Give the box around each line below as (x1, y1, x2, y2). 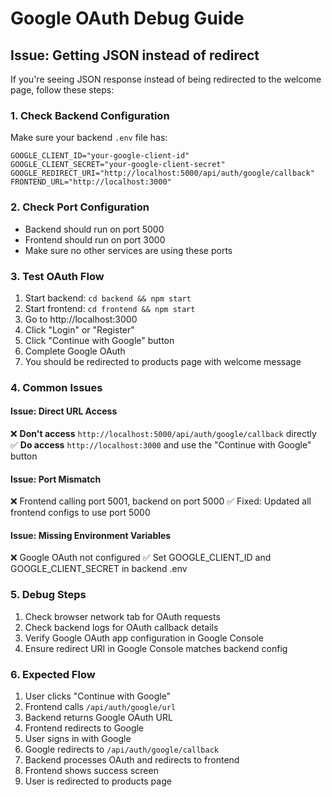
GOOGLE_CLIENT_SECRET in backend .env (10, 563, 188, 575)
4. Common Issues (10, 380, 103, 394)
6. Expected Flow (10, 667, 96, 681)
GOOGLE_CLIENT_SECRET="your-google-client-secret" (10, 160, 226, 170)
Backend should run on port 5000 (24, 223, 165, 235)
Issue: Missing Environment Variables (10, 529, 172, 541)
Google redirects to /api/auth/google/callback (24, 743, 219, 756)
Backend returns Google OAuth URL (24, 712, 173, 724)
